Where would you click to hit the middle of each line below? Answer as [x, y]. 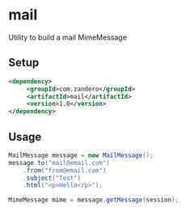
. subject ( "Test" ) [52, 178]
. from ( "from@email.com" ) [65, 170]
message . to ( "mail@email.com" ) [59, 163]
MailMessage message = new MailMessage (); [81, 155]
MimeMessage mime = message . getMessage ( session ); [94, 200]
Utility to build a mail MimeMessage [68, 37]
